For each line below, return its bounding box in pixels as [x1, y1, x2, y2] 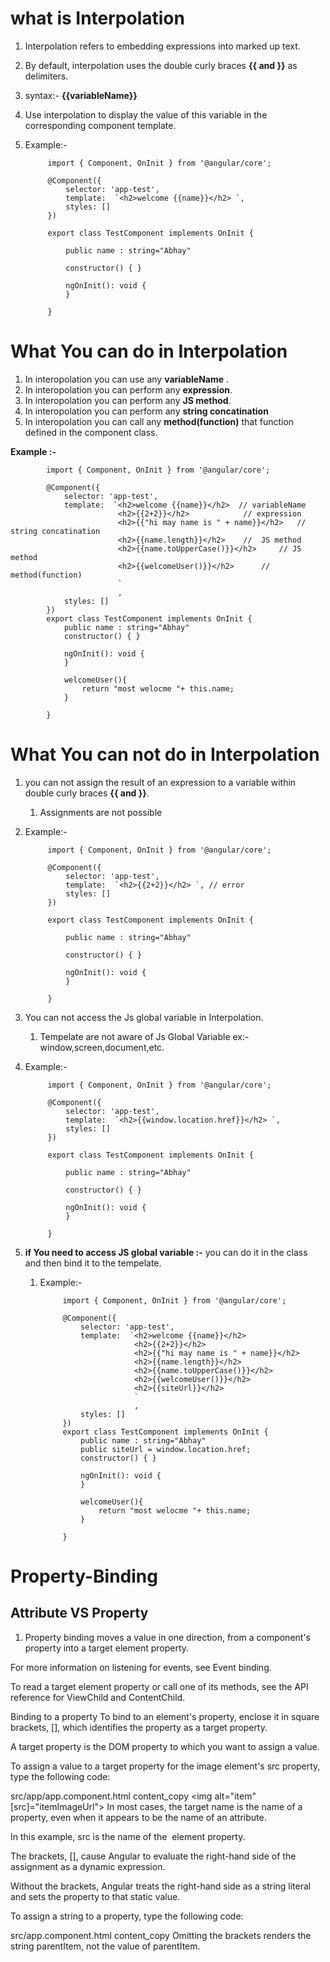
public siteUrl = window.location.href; [80, 1444, 252, 1454]
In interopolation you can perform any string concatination [24, 405, 269, 417]
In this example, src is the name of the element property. [10, 1830, 246, 1842]
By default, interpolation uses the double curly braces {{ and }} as [24, 59, 298, 71]
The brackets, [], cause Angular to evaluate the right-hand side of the [10, 1850, 297, 1862]
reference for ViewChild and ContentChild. [10, 1691, 186, 1703]
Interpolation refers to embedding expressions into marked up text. [24, 40, 301, 52]
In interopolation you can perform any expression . [24, 383, 233, 396]
